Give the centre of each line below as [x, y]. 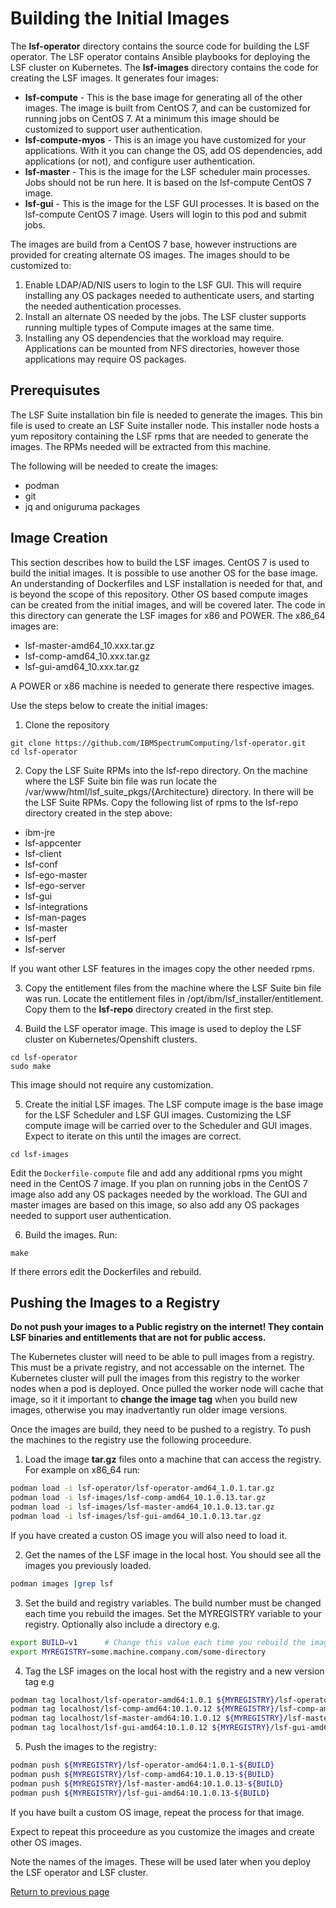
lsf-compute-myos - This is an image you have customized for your [165, 139]
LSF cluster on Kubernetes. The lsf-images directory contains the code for [164, 67]
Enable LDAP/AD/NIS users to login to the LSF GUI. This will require [163, 284]
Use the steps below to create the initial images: [109, 705]
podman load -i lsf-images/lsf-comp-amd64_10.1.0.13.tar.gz [138, 1498]
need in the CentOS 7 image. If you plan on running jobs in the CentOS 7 [159, 1183]
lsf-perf [40, 938]
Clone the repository [67, 724]
